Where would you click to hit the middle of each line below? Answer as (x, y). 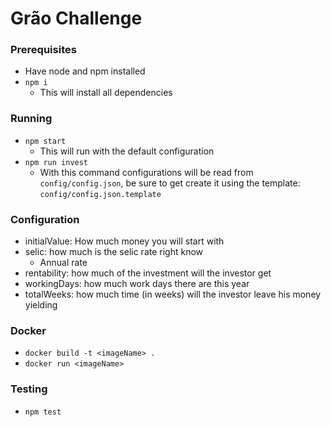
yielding (41, 305)
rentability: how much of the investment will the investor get (148, 273)
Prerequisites (43, 50)
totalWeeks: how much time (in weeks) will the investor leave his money (173, 294)
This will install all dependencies (106, 93)
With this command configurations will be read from (146, 172)
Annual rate (63, 263)
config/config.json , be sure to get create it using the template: (170, 183)
